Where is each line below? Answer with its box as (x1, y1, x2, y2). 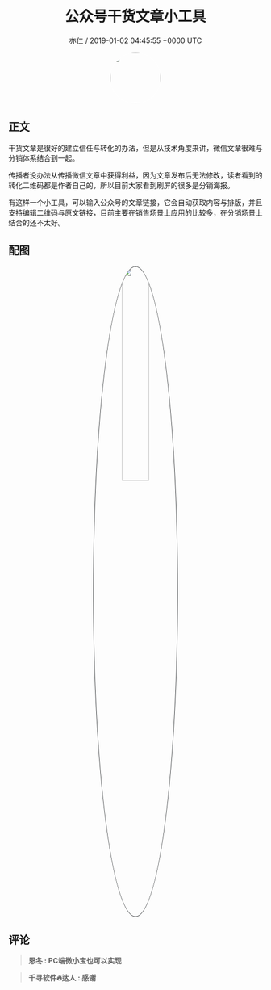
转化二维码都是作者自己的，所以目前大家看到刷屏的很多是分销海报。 (8, 180, 235, 190)
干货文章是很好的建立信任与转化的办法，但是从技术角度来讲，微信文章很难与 (8, 143, 263, 153)
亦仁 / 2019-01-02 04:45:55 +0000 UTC (69, 36, 202, 45)
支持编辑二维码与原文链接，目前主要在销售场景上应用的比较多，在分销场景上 (8, 208, 263, 217)
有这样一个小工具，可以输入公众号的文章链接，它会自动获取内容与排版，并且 (8, 197, 263, 207)
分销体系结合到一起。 (8, 153, 79, 162)
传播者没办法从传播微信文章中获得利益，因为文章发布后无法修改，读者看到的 (8, 170, 263, 180)
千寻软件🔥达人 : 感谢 (27, 973, 97, 983)
